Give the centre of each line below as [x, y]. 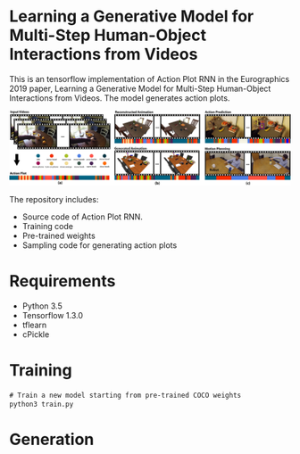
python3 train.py [42, 404]
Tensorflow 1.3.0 [52, 316]
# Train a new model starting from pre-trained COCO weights [125, 396]
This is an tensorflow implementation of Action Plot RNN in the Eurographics [150, 78]
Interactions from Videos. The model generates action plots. [120, 98]
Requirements [62, 281]
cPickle [36, 334]
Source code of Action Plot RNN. [82, 217]
